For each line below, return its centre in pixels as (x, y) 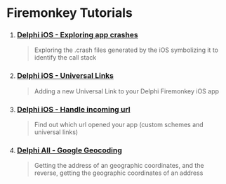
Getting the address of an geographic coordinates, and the (119, 166)
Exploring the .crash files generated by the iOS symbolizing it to (126, 50)
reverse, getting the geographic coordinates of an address (119, 173)
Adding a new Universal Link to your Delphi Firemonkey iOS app (126, 91)
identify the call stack (65, 58)
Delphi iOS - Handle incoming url (73, 109)
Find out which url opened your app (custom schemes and (119, 125)
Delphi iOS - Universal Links (65, 76)
